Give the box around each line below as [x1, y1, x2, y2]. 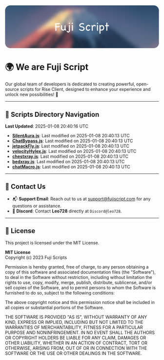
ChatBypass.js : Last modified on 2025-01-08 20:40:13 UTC [12, 138, 133, 144]
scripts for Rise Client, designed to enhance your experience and [20, 86, 151, 92]
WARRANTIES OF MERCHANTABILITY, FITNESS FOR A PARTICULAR [5, 324, 143, 330]
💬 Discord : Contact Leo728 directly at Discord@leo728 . [12, 208, 122, 214]
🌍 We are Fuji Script [5, 62, 89, 73]
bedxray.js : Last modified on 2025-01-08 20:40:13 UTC [12, 159, 125, 165]
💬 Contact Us [5, 183, 46, 191]
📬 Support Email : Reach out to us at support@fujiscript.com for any [12, 196, 151, 202]
